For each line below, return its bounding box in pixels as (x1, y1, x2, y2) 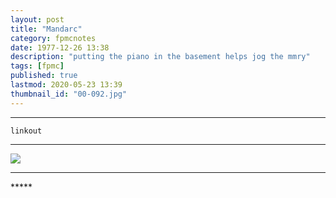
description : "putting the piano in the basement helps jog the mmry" (10, 52, 311, 62)
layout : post (10, 14, 65, 25)
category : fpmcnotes (10, 33, 97, 43)
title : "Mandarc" (10, 24, 83, 34)
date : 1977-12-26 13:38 (10, 42, 110, 53)
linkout (10, 126, 43, 136)
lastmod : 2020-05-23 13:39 (10, 80, 123, 90)
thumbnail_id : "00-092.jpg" (10, 89, 128, 99)
